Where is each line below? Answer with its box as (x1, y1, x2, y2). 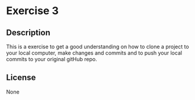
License (6, 72, 36, 83)
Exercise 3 (6, 4, 59, 18)
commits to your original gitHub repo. (6, 56, 97, 62)
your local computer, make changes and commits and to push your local (6, 49, 183, 56)
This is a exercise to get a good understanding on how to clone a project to (6, 43, 190, 50)
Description (6, 28, 50, 38)
